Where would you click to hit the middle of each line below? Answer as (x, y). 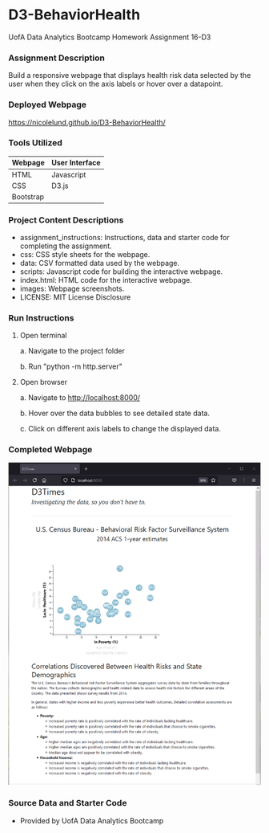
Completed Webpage (50, 450)
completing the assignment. (66, 246)
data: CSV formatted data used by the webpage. (100, 263)
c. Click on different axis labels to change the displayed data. (120, 429)
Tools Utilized (35, 143)
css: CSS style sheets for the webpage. (85, 254)
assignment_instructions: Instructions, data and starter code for (124, 237)
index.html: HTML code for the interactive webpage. (106, 280)
